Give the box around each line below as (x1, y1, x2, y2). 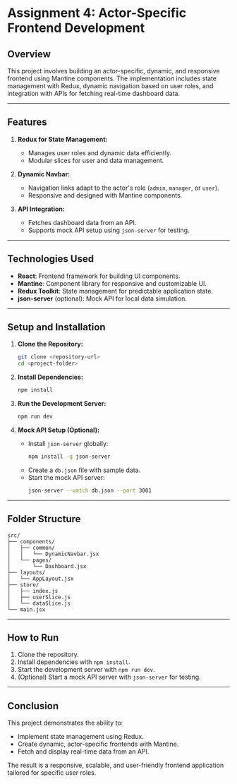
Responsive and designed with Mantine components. (28, 191, 183, 199)
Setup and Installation (7, 321, 106, 333)
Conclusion (7, 700, 59, 712)
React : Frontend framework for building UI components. (17, 272, 181, 280)
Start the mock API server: (28, 473, 105, 481)
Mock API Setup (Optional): (17, 426, 100, 434)
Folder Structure (7, 513, 81, 525)
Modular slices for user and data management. (28, 156, 164, 164)
